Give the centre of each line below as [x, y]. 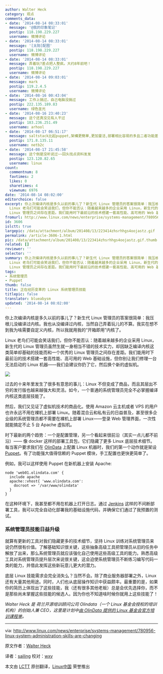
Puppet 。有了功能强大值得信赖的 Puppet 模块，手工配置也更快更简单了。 [78, 453]
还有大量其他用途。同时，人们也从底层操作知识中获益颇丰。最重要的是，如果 [81, 582]
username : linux [26, 163]
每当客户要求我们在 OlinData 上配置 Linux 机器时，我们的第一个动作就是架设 [81, 447]
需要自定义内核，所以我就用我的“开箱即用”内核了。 [73, 330]
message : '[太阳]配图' [31, 46]
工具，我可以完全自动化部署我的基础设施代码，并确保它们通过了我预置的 [81, 510]
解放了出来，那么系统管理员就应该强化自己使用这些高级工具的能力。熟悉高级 [81, 553]
